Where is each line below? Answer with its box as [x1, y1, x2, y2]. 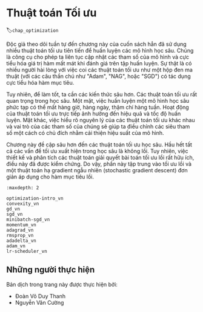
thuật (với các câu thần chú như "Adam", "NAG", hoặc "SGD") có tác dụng [6, 73, 191, 80]
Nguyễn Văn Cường [15, 299, 64, 306]
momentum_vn [6, 221, 36, 228]
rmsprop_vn [6, 232, 34, 238]
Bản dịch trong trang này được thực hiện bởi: [6, 281, 118, 288]
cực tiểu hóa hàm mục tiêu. [6, 79, 75, 86]
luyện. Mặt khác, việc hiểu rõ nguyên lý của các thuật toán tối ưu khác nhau [6, 116, 195, 123]
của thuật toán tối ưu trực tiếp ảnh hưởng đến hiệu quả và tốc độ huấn [6, 109, 181, 117]
